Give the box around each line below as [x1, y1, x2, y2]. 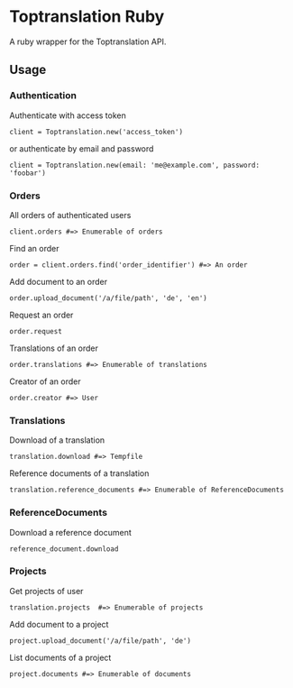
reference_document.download [9, 544, 119, 554]
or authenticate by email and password [9, 142, 154, 154]
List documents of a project [9, 652, 112, 663]
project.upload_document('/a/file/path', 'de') [9, 636, 192, 646]
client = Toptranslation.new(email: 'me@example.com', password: [9, 161, 260, 170]
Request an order [9, 309, 74, 320]
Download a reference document [9, 527, 133, 537]
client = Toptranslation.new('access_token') [9, 127, 183, 136]
